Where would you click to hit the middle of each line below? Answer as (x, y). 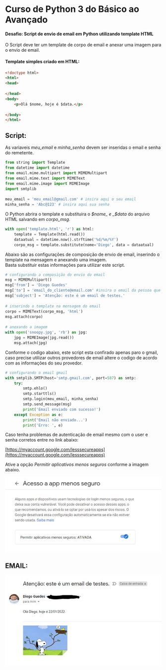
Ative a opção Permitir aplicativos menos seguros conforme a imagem (77, 464)
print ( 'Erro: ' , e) (43, 425)
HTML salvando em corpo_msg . (38, 220)
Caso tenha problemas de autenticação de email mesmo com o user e (77, 435)
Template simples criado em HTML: (42, 61)
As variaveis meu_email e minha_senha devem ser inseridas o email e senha (83, 147)
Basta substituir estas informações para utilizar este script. (65, 265)
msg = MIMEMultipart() (28, 280)
